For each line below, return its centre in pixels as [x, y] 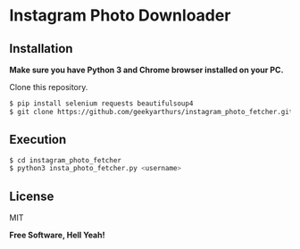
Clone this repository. [49, 87]
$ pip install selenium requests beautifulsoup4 [101, 104]
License [32, 196]
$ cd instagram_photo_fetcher [66, 160]
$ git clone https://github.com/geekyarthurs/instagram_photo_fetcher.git [151, 112]
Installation [41, 49]
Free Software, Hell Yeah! [57, 235]
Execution [38, 140]
